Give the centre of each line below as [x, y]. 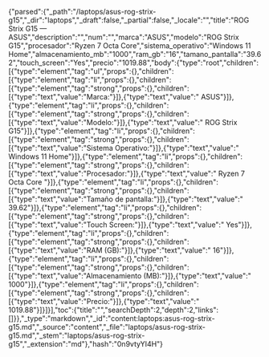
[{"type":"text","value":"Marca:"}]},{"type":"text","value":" [104, 97]
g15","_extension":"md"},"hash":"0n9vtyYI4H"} [86, 344]
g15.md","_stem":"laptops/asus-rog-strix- [77, 335]
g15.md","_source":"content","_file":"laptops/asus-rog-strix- [107, 327]
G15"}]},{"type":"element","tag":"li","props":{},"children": [102, 131]
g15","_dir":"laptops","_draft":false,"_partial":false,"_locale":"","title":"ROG [129, 20]
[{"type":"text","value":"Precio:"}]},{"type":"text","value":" [104, 301]
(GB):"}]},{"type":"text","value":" [157, 250]
